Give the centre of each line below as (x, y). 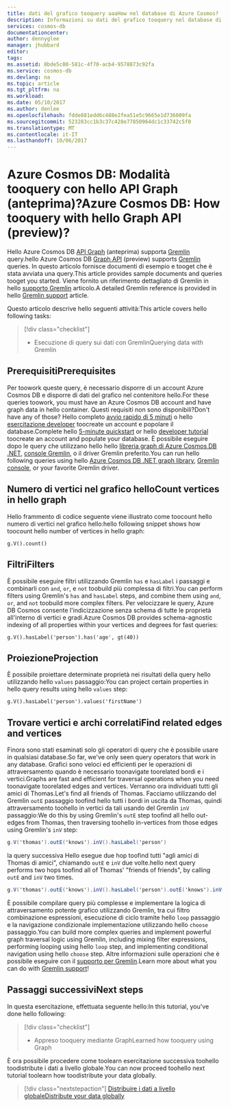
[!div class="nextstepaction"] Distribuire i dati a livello (100, 1089)
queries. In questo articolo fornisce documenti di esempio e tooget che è (110, 266)
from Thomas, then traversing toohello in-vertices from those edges (122, 823)
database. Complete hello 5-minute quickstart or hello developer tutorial (108, 431)
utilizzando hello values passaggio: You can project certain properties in (108, 682)
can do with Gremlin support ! (48, 968)
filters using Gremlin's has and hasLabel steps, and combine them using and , (114, 596)
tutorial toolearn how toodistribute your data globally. (82, 1075)
